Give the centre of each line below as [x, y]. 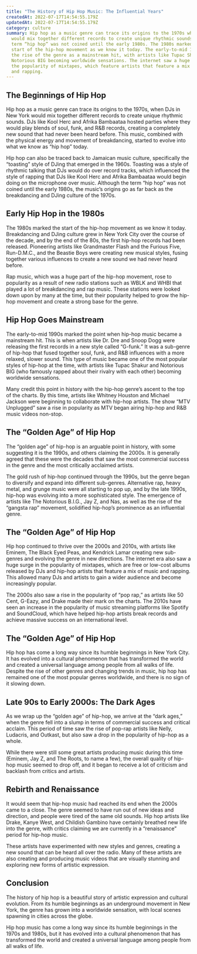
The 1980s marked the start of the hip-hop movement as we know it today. [96, 228]
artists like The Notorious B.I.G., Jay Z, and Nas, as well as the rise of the [94, 501]
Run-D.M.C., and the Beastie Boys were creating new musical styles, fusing [97, 253]
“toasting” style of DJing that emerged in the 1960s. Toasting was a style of [97, 164]
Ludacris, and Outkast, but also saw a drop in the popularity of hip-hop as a [97, 735]
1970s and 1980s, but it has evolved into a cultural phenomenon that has [93, 933]
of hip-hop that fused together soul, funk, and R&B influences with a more [95, 353]
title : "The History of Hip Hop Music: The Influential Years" [85, 11]
